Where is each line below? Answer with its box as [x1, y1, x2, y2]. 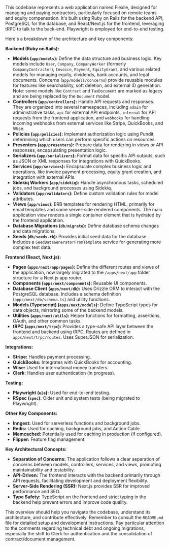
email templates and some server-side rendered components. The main [12, 207, 162, 212]
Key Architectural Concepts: [5, 446, 67, 452]
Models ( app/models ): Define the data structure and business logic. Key [12, 55, 162, 61]
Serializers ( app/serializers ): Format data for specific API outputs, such [12, 152, 165, 158]
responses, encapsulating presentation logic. [12, 147, 107, 153]
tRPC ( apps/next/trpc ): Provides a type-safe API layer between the [12, 324, 154, 329]
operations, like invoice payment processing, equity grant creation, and [12, 169, 161, 175]
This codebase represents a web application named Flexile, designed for [5, 5, 157, 10]
